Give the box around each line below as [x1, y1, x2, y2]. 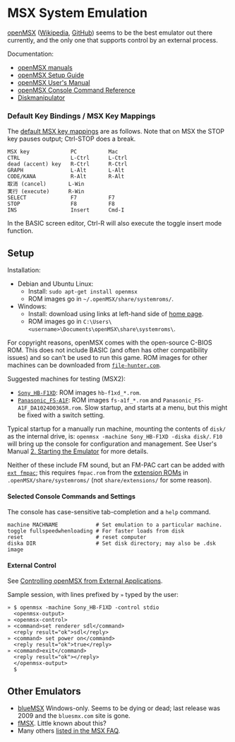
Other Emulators [7, 685, 81, 697]
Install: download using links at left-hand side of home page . [28, 310, 204, 318]
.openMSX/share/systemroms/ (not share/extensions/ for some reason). [7, 476, 212, 485]
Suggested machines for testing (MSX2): [7, 375, 126, 383]
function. [7, 226, 34, 235]
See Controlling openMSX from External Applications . [7, 576, 163, 585]
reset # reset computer [7, 534, 147, 541]
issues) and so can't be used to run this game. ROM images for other [7, 354, 208, 362]
